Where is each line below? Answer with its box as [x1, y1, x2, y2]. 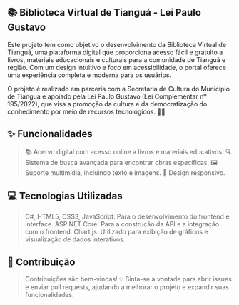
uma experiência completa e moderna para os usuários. [7, 71, 172, 79]
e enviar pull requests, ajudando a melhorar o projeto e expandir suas [24, 283, 230, 291]
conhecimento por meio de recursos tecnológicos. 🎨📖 [7, 107, 166, 116]
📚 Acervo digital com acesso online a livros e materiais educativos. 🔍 [24, 147, 232, 156]
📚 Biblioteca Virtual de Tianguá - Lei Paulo [7, 6, 202, 19]
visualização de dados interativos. [24, 235, 126, 244]
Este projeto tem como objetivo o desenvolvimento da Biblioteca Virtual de [7, 40, 227, 49]
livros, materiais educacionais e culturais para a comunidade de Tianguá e [7, 55, 226, 64]
